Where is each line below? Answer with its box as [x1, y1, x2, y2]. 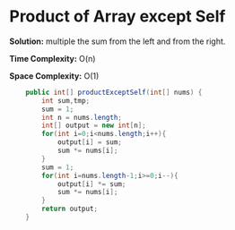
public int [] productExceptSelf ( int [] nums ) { [25, 88, 203, 97]
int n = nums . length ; [41, 113, 123, 122]
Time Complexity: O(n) [9, 53, 96, 64]
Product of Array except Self [9, 6, 226, 27]
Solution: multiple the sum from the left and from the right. [9, 36, 226, 47]
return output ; [41, 204, 99, 214]
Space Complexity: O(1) [9, 70, 100, 81]
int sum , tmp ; [41, 96, 91, 105]
